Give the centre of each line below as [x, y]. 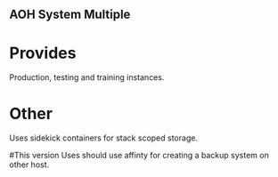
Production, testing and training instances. [87, 77]
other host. [29, 165]
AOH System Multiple [70, 15]
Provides [43, 53]
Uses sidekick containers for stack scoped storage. [104, 138]
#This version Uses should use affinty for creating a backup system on [139, 156]
